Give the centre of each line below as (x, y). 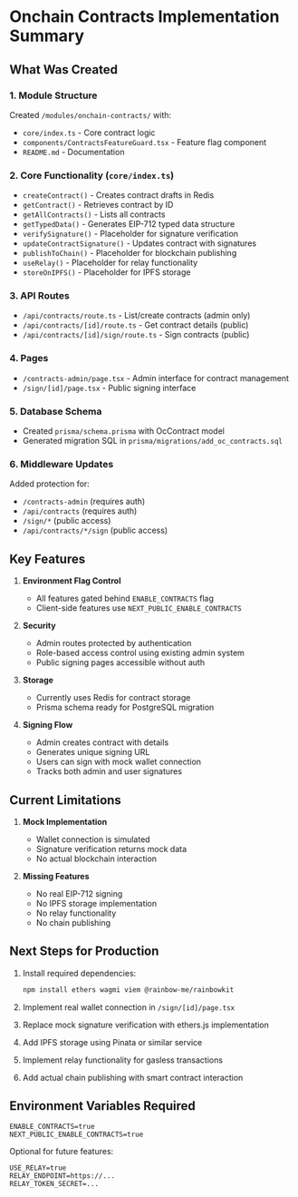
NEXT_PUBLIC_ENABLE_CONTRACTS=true (77, 1135)
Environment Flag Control (72, 581)
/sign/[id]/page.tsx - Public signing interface (109, 388)
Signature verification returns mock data (111, 849)
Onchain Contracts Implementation (144, 17)
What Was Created (63, 69)
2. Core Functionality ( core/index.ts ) (92, 175)
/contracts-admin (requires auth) (84, 502)
